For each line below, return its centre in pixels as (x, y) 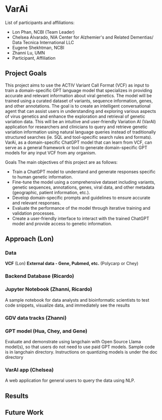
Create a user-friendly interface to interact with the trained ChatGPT (81, 218)
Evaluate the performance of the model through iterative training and (81, 208)
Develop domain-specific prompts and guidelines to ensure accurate (81, 198)
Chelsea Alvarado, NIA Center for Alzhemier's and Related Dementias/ (83, 37)
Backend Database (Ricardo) (40, 276)
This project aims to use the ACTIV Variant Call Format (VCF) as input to (77, 85)
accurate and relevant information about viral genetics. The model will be (79, 95)
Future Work (24, 412)
